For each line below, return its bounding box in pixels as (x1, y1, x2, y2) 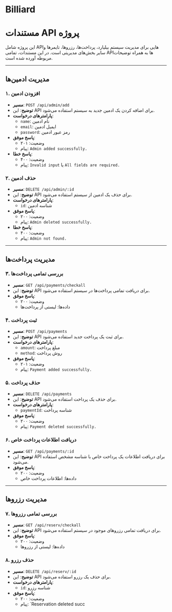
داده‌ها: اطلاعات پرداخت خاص (20, 475, 77, 481)
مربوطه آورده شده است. (5, 55, 53, 61)
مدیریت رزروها (5, 495, 47, 504)
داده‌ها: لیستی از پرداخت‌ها (20, 304, 71, 310)
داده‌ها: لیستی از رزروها (20, 544, 65, 550)
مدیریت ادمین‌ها (5, 74, 50, 83)
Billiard (5, 4, 36, 15)
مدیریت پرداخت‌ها (5, 255, 55, 264)
